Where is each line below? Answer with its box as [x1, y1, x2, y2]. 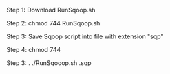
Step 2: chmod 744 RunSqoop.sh [6, 19, 100, 27]
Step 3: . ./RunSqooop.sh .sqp [6, 59, 92, 67]
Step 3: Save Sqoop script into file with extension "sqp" [6, 32, 164, 40]
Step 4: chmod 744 [6, 46, 61, 53]
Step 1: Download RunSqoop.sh [6, 6, 96, 14]
